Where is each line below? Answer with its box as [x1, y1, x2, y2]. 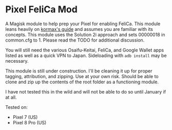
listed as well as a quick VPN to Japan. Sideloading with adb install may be [5, 52, 167, 59]
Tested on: [5, 104, 28, 110]
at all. [5, 94, 17, 100]
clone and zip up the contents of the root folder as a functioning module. [5, 79, 159, 85]
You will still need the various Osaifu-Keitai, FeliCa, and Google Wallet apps [5, 47, 164, 53]
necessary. [5, 58, 29, 64]
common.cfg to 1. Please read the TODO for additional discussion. [5, 37, 145, 43]
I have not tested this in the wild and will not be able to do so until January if [5, 88, 166, 95]
